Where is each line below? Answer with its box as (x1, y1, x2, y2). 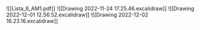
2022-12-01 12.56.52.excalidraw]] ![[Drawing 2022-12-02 (6, 11, 149, 18)
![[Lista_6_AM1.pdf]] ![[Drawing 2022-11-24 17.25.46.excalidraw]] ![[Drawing (6, 5, 195, 12)
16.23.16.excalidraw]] (6, 18, 58, 24)
